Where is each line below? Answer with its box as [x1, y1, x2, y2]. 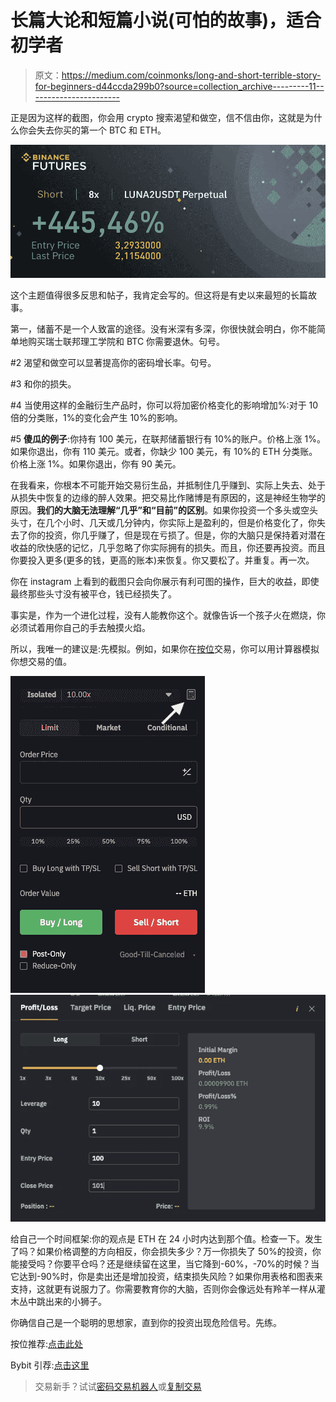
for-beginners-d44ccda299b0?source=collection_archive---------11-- [34, 80, 325, 92]
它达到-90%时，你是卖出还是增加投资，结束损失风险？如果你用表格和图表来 [10, 1270, 323, 1282]
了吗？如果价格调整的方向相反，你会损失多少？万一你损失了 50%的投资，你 [10, 1245, 322, 1257]
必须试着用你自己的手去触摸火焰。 [10, 622, 151, 634]
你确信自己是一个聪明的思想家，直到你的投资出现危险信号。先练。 [10, 1316, 282, 1328]
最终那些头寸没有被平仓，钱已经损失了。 [10, 588, 177, 600]
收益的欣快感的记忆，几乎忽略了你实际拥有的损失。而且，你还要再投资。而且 [10, 542, 326, 554]
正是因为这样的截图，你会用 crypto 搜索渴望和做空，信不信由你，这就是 [10, 111, 305, 123]
